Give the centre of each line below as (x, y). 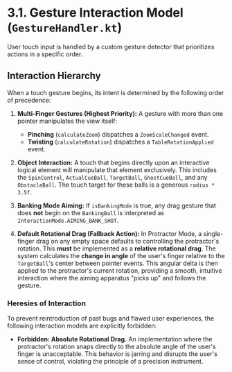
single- (213, 233)
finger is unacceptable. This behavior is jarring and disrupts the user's (117, 354)
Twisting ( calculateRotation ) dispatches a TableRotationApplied (121, 142)
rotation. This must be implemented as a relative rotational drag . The (116, 248)
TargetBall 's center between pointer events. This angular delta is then (117, 263)
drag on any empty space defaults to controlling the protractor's (127, 241)
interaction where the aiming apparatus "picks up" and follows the (111, 278)
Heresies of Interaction (47, 303)
